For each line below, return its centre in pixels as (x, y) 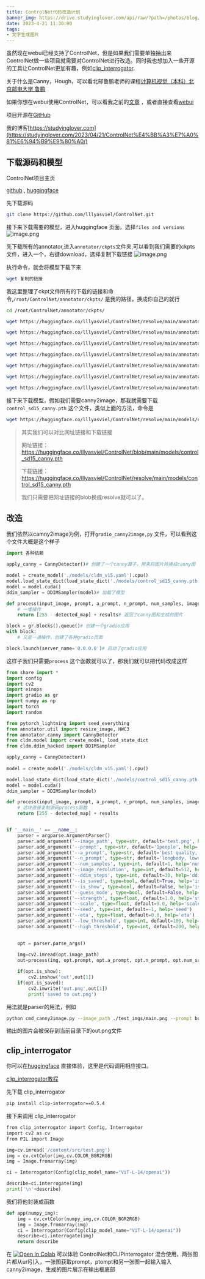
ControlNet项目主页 (31, 178)
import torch (23, 707)
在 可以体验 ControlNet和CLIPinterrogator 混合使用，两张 (99, 1254)
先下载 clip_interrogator (36, 1092)
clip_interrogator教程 (32, 1079)
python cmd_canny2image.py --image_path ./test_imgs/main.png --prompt (99, 1018)
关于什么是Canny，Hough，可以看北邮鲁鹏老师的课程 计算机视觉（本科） (98, 81)
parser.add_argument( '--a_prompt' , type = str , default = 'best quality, (108, 853)
